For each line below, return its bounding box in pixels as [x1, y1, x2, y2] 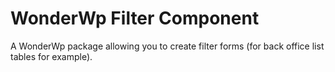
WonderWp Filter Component [10, 7, 260, 30]
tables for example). [10, 50, 93, 62]
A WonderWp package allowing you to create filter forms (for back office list [10, 40, 325, 52]
